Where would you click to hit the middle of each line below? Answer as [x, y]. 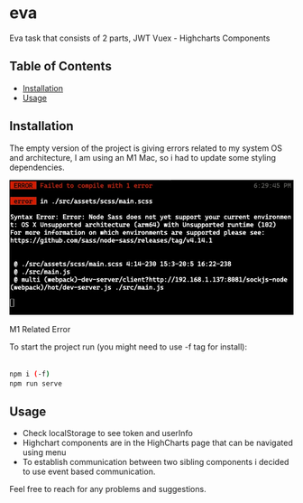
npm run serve [36, 383]
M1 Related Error [40, 329]
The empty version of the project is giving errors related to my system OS [146, 148]
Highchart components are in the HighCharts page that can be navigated [157, 443]
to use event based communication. [89, 471]
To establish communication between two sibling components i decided [156, 462]
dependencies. [37, 167]
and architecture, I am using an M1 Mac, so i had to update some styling [143, 157]
